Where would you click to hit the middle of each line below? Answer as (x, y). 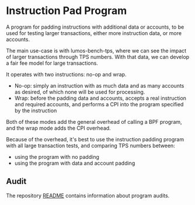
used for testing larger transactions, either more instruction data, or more (94, 33)
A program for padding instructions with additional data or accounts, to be (95, 27)
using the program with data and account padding (75, 163)
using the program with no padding (57, 157)
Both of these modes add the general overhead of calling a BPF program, (94, 121)
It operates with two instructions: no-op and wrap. (66, 74)
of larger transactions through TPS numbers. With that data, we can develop (98, 57)
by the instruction (36, 110)
